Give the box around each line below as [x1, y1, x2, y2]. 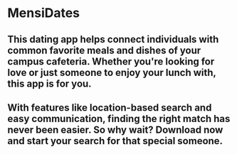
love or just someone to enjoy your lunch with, [7, 66, 216, 79]
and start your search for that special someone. [7, 135, 223, 147]
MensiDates [7, 5, 80, 21]
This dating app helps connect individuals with [7, 33, 219, 45]
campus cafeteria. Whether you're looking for [7, 55, 215, 67]
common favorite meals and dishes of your [7, 44, 201, 56]
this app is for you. [7, 77, 92, 89]
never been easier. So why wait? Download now [7, 123, 223, 136]
